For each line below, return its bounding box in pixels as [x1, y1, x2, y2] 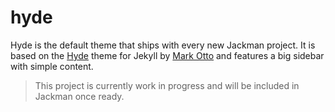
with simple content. [10, 60, 94, 72]
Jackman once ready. [34, 90, 125, 102]
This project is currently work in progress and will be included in [34, 79, 300, 91]
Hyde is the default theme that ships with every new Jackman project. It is [10, 39, 316, 51]
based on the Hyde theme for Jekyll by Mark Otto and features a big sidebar [10, 49, 325, 61]
